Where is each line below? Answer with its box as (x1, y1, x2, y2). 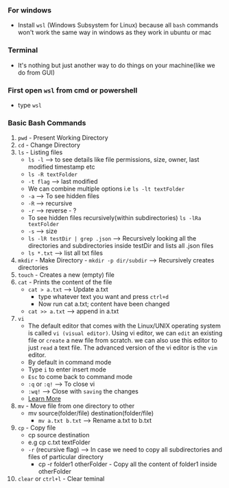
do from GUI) (17, 68, 56, 77)
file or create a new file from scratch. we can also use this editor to (27, 337, 218, 345)
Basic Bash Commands (8, 118, 86, 127)
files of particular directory (27, 453, 104, 461)
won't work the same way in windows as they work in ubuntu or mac (17, 28, 212, 36)
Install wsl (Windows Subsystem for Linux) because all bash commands (17, 21, 219, 29)
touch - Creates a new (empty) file (17, 271, 115, 279)
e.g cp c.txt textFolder (27, 438, 91, 447)
